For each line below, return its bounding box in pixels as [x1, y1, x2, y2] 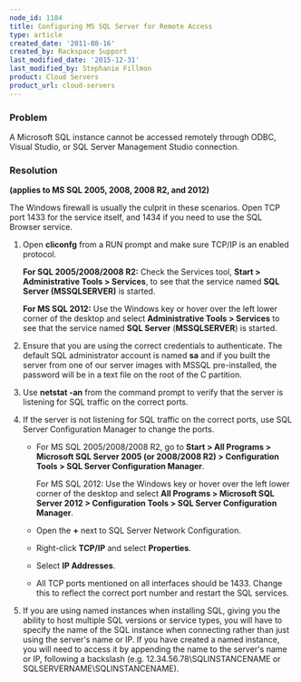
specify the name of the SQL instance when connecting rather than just [22, 625, 290, 636]
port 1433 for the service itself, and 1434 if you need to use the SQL [9, 212, 263, 223]
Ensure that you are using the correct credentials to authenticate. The [22, 340, 283, 351]
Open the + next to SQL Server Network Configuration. [35, 525, 242, 537]
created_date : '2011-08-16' [9, 38, 116, 48]
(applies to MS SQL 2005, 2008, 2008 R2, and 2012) [9, 185, 210, 196]
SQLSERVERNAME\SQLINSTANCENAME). [22, 663, 180, 674]
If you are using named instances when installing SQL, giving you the [22, 606, 281, 617]
